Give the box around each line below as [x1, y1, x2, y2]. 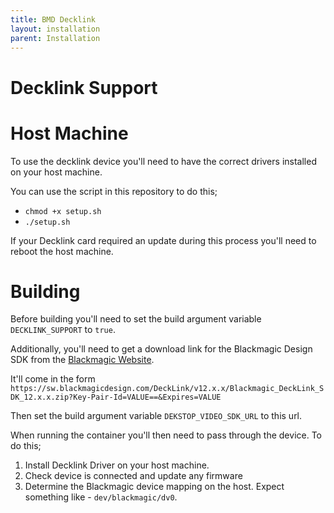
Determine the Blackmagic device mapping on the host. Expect [24, 481, 285, 493]
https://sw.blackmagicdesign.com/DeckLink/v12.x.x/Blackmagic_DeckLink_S [10, 384, 325, 394]
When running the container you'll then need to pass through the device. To [10, 429, 322, 441]
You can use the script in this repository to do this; [10, 185, 218, 197]
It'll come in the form [10, 373, 96, 385]
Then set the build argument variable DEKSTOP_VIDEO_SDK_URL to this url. [10, 410, 303, 422]
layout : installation [10, 24, 101, 34]
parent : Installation [10, 33, 101, 43]
